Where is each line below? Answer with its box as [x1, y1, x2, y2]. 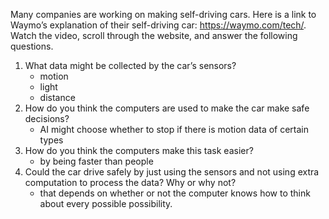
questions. [10, 40, 54, 52]
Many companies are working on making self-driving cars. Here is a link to [10, 9, 317, 20]
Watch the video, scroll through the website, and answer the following [10, 30, 298, 41]
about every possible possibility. [39, 198, 173, 209]
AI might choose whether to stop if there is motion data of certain [39, 124, 310, 135]
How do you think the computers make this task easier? [24, 145, 254, 156]
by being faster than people [39, 155, 154, 167]
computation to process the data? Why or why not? [24, 177, 237, 188]
